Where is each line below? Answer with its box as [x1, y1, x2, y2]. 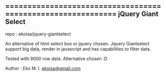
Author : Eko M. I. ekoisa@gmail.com [5, 65, 81, 71]
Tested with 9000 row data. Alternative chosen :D [5, 55, 107, 61]
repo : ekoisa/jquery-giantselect [5, 30, 71, 37]
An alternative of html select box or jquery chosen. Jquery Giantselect [5, 40, 150, 46]
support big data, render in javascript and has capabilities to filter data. [5, 45, 151, 52]
